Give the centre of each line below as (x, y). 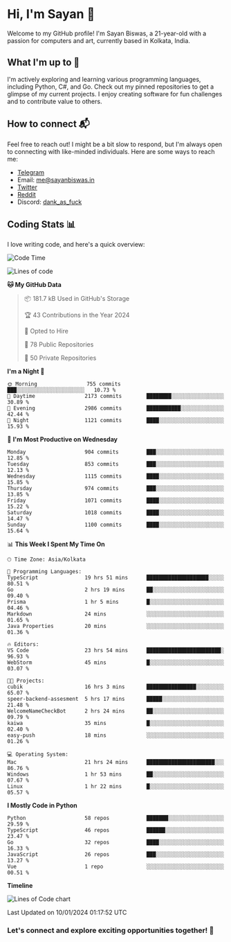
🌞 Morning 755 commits (64, 384)
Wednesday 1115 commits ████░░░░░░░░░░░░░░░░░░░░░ (116, 477)
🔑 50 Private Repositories (60, 358)
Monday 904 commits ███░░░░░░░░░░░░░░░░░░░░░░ (116, 452)
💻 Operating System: (38, 755)
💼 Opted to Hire (46, 331)
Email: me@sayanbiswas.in (56, 180)
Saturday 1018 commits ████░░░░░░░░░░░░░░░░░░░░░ (116, 513)
